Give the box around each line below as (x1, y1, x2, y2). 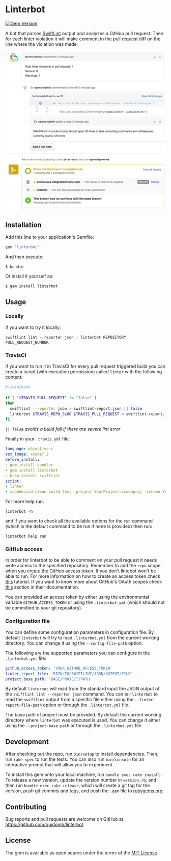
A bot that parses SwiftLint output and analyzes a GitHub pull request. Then (5, 30, 164, 36)
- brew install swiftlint (5, 473, 60, 478)
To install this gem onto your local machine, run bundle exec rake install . (5, 771, 162, 777)
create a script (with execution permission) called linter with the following (5, 369, 162, 375)
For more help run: (5, 498, 44, 505)
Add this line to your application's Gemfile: (5, 234, 94, 240)
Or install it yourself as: (5, 273, 53, 280)
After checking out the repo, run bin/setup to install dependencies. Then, (5, 751, 159, 757)
